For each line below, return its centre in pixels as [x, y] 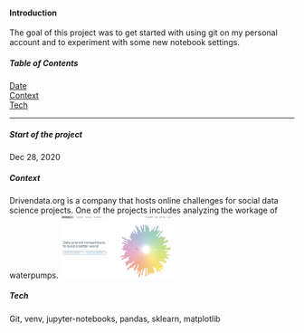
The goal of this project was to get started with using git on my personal [143, 33]
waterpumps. [34, 275]
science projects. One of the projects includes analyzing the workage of [144, 210]
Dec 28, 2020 [35, 157]
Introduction [33, 13]
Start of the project [46, 134]
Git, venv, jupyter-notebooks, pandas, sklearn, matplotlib [115, 319]
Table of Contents [44, 62]
